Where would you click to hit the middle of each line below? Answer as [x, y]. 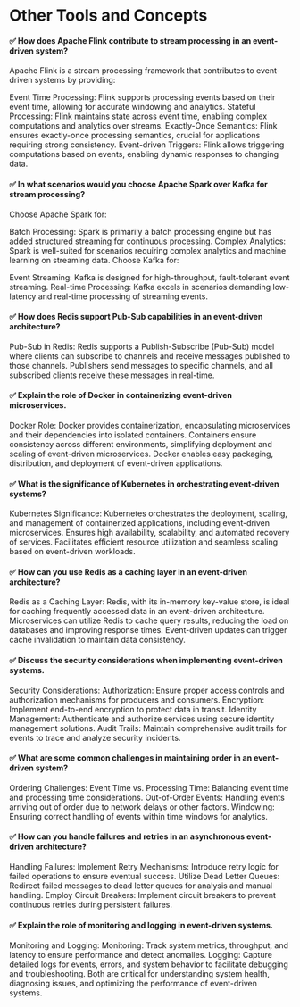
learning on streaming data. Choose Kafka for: [94, 260]
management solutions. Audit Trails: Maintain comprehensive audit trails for [148, 728]
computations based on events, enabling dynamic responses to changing [144, 154]
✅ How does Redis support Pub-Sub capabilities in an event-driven [136, 317]
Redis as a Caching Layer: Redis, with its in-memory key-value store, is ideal [150, 602]
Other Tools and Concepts [108, 16]
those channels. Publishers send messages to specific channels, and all [142, 365]
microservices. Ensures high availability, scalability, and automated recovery [150, 533]
